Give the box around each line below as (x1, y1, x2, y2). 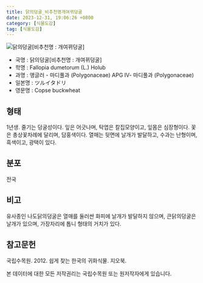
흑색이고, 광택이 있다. (6, 139, 57, 146)
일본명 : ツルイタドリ (15, 79, 67, 86)
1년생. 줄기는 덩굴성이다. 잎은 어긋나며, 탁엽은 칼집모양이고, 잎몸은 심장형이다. (6, 124, 190, 131)
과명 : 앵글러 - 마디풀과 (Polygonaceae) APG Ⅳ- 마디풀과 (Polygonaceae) (15, 71, 194, 79)
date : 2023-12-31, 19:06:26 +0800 (6, 15, 94, 21)
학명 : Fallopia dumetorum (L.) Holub (15, 64, 106, 71)
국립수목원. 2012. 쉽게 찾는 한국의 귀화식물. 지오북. (6, 257, 127, 264)
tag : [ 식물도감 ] (6, 26, 43, 32)
